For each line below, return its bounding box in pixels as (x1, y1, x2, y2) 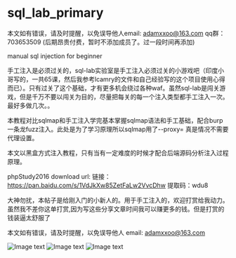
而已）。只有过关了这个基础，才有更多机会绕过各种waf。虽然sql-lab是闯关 (7, 83, 220, 92)
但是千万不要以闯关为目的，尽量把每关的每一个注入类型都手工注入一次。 (19, 93, 229, 101)
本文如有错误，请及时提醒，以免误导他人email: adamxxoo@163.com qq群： (7, 29, 225, 37)
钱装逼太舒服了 (7, 213, 51, 222)
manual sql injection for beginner (7, 51, 103, 60)
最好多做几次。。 (7, 101, 54, 109)
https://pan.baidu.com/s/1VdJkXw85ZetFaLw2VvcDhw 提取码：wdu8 (7, 181, 209, 189)
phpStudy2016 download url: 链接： (7, 172, 111, 180)
